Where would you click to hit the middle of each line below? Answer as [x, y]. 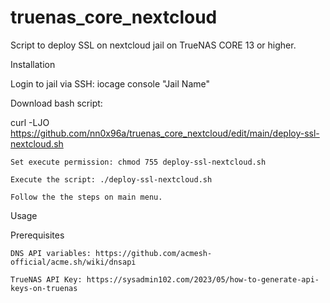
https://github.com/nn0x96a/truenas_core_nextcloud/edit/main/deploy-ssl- [165, 133]
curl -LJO [30, 122]
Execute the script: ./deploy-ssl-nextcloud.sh [111, 179]
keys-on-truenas [44, 288]
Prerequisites [37, 235]
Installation [33, 64]
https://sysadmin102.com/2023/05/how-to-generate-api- [203, 279]
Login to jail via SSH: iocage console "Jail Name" [110, 83]
